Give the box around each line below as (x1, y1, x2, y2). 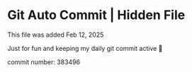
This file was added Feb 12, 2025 (7, 30, 104, 39)
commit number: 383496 (7, 57, 80, 66)
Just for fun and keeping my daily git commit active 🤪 (7, 44, 163, 52)
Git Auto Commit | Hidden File (7, 7, 186, 23)
